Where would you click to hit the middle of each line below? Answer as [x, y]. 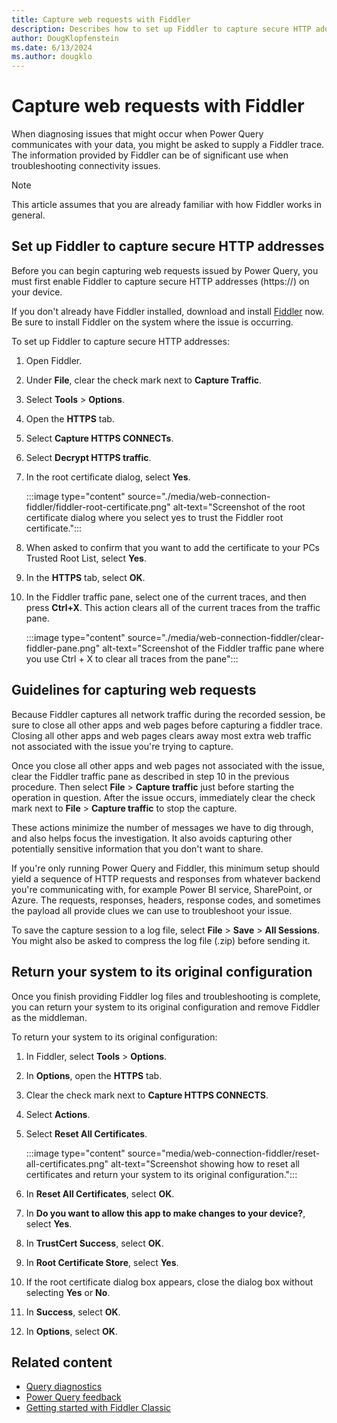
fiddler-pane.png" [63, 648]
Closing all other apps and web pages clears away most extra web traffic [161, 735]
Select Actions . [58, 1114]
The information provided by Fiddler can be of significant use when [150, 155]
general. [28, 215]
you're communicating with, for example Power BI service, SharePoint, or [162, 889]
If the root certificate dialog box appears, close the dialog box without [169, 1282]
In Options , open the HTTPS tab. [94, 1075]
